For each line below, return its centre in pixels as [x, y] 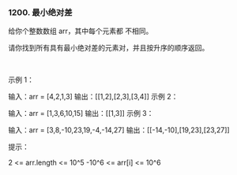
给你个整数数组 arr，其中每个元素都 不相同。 [81, 31]
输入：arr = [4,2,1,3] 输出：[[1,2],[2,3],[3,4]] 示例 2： [93, 97]
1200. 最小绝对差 [40, 12]
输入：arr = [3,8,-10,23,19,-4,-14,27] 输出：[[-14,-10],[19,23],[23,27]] [119, 130]
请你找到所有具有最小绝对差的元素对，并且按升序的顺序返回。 [109, 48]
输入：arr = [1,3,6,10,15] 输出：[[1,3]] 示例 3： [81, 114]
